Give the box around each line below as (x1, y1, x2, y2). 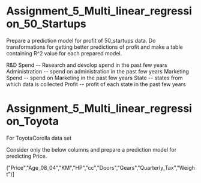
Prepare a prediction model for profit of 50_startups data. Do (6, 37, 156, 44)
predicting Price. (6, 152, 47, 160)
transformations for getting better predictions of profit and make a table (6, 43, 183, 51)
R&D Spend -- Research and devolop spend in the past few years (6, 61, 167, 69)
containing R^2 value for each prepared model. (6, 49, 122, 57)
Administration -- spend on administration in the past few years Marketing (6, 67, 189, 75)
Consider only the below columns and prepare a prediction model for (6, 146, 177, 153)
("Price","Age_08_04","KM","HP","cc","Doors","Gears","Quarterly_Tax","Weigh (6, 164, 195, 171)
